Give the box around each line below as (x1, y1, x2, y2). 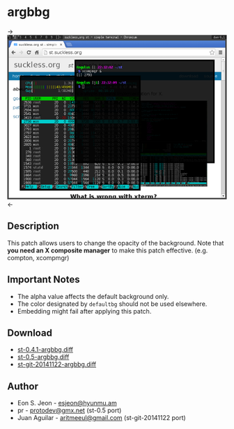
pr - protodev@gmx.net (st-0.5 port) (17, 406, 122, 414)
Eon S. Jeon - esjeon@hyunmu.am (17, 399, 117, 407)
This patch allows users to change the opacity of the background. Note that (7, 238, 224, 247)
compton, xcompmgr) (7, 253, 70, 261)
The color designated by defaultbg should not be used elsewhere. (17, 300, 208, 308)
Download (7, 327, 52, 339)
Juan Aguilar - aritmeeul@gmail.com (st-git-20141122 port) (17, 414, 186, 422)
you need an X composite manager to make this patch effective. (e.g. (7, 246, 208, 254)
